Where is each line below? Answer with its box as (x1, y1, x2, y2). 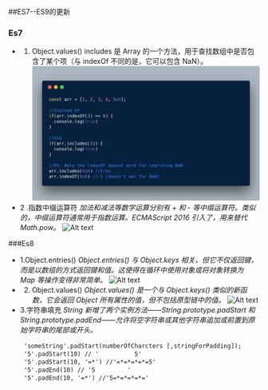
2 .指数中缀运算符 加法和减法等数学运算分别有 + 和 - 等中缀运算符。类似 (19, 203, 256, 213)
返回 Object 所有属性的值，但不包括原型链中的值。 (59, 295, 226, 305)
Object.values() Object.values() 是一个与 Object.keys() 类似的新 (31, 285, 241, 295)
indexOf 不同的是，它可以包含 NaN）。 (82, 57, 207, 66)
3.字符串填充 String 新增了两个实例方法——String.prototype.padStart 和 (19, 305, 255, 315)
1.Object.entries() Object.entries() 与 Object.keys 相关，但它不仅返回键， (19, 255, 258, 265)
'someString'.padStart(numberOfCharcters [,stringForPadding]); (23, 342, 242, 350)
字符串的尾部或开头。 (26, 325, 97, 335)
